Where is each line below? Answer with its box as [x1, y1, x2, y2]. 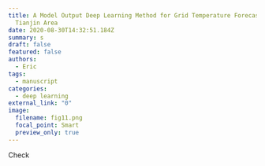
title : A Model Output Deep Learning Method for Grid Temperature [8, 11, 231, 20]
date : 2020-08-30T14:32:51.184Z [8, 26, 114, 34]
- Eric [15, 63, 37, 71]
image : [8, 107, 30, 115]
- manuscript [15, 77, 58, 85]
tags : [8, 70, 26, 78]
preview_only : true [15, 128, 80, 136]
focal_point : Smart [15, 121, 80, 129]
